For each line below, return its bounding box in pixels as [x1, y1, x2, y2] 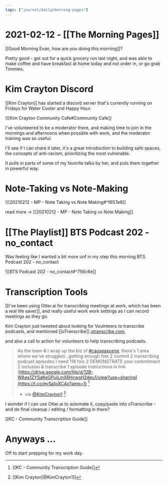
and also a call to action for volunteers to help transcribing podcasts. [5, 338, 146, 344]
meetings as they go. [5, 313, 48, 319]
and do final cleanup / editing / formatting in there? [5, 406, 110, 412]
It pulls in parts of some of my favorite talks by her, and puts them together [5, 160, 159, 166]
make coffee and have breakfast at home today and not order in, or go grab [5, 61, 161, 67]
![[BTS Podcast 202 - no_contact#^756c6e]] [5, 269, 96, 275]
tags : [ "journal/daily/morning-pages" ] [5, 7, 88, 13]
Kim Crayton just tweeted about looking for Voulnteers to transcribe [5, 323, 144, 329]
